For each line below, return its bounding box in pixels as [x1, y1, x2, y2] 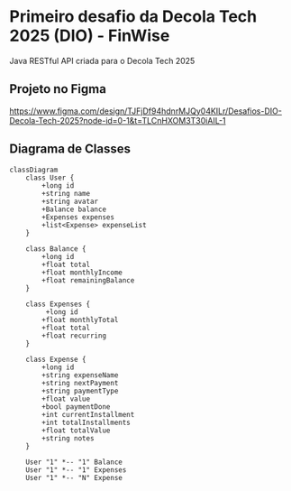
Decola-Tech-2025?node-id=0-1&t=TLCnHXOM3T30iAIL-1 [9, 115, 227, 125]
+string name [41, 189, 91, 198]
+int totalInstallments [41, 418, 131, 427]
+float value [41, 394, 91, 403]
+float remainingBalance [41, 275, 135, 285]
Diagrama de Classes [9, 142, 132, 157]
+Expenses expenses [41, 212, 115, 222]
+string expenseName [41, 370, 119, 380]
